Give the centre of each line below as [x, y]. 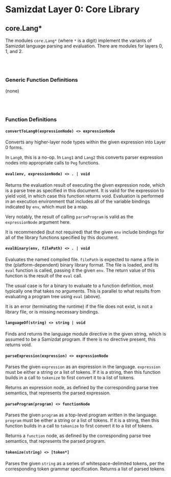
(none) [12, 91]
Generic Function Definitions [42, 80]
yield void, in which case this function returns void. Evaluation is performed [84, 196]
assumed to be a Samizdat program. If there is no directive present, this [81, 339]
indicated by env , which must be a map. [47, 207]
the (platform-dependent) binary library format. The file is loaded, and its [82, 265]
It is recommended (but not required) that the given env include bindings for [85, 232]
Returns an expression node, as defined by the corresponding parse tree [82, 388]
